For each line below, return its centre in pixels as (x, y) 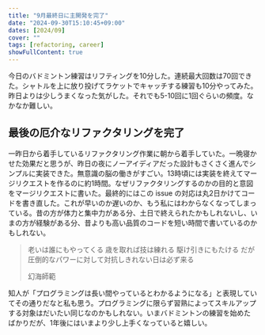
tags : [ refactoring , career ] (56, 45)
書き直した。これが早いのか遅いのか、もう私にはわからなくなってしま (136, 203)
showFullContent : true (45, 52)
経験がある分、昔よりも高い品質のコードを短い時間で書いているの (143, 223)
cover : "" (25, 38)
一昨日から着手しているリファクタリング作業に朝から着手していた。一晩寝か (132, 153)
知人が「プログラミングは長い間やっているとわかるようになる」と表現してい (132, 293)
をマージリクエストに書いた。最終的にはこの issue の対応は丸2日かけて (125, 193)
